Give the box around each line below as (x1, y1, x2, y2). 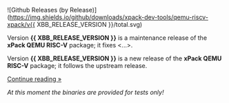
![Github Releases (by (7, 6, 69, 14)
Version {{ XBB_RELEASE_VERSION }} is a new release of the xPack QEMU (7, 54, 222, 62)
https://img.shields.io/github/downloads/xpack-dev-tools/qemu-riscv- (9, 13, 209, 21)
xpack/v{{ (7, 21, 36, 28)
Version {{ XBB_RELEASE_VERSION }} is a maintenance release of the (7, 34, 208, 42)
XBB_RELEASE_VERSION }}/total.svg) (37, 21, 143, 28)
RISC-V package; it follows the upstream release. (7, 62, 148, 69)
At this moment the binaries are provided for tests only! (7, 89, 164, 96)
